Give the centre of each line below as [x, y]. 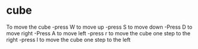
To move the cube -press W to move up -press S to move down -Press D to [99, 27]
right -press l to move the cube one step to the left [68, 39]
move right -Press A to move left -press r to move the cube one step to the [98, 33]
